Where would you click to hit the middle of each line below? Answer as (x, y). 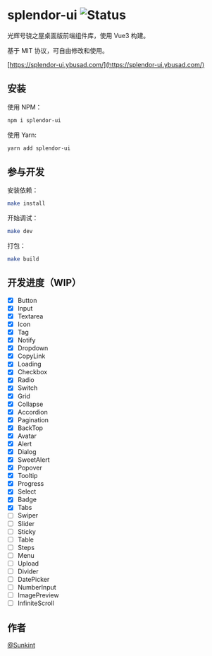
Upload (28, 563)
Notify (26, 340)
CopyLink (31, 356)
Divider (28, 571)
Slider (26, 523)
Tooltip (27, 476)
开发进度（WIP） (44, 283)
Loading (29, 364)
